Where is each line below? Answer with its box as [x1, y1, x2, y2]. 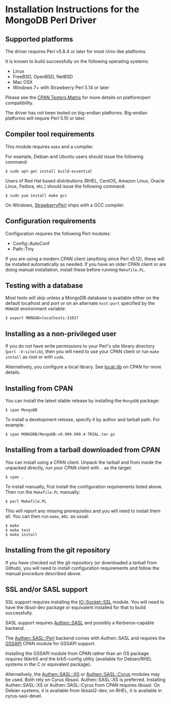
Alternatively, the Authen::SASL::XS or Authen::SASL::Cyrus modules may [5, 671, 160, 677]
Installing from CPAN [5, 384, 73, 393]
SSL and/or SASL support [5, 585, 88, 594]
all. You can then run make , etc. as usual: [5, 513, 89, 519]
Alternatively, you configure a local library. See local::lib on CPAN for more [5, 364, 162, 370]
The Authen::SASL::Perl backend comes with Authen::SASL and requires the [5, 635, 166, 641]
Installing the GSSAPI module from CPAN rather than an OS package [5, 650, 149, 656]
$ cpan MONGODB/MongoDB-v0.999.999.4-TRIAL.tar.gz [5, 432, 115, 437]
